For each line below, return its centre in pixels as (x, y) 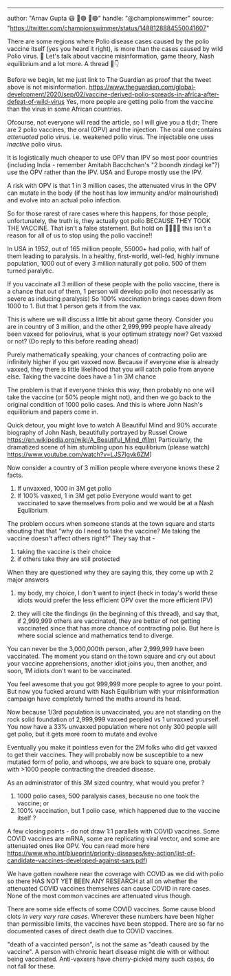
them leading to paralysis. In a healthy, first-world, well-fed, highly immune (113, 256)
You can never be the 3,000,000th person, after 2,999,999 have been (106, 649)
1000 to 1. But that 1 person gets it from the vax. (75, 306)
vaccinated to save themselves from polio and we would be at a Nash (115, 503)
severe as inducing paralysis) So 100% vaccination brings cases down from (114, 299)
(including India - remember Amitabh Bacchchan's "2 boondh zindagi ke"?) (113, 165)
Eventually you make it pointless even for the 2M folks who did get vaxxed (112, 747)
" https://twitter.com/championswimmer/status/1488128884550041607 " (108, 28)
